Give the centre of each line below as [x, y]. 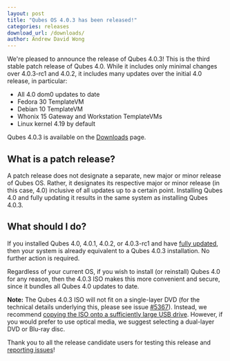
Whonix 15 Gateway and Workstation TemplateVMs [89, 117]
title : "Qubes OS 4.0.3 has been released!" [72, 20]
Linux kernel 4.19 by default [56, 124]
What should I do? [47, 226]
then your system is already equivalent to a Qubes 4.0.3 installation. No [108, 250]
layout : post [26, 13]
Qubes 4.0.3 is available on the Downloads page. [77, 137]
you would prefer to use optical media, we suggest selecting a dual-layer [111, 322]
